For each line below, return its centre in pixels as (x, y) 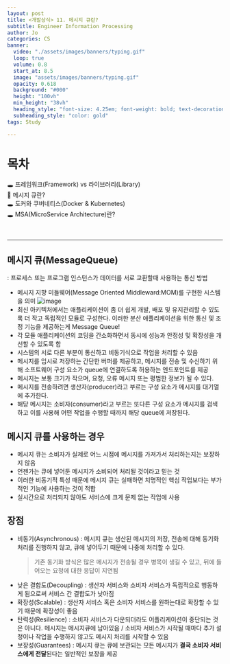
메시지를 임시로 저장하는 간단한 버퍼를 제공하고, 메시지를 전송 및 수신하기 (114, 361)
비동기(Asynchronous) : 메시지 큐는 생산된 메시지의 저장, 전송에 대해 (109, 538)
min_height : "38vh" (41, 103)
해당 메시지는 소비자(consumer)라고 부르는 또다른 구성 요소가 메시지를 (111, 404)
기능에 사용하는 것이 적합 (63, 489)
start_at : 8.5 (33, 71)
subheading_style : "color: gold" (61, 115)
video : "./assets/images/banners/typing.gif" (79, 52)
